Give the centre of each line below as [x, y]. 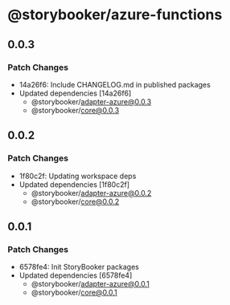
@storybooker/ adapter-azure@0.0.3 [91, 101]
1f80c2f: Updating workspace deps [78, 176]
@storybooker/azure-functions [115, 15]
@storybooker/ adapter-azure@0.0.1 [90, 284]
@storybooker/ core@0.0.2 [75, 201]
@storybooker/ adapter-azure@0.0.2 [91, 193]
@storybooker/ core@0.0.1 [74, 293]
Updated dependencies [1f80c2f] [74, 184]
